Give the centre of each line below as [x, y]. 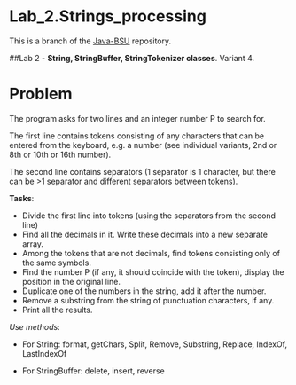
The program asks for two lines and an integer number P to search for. [137, 118]
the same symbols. [56, 263]
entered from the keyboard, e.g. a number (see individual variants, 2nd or [143, 145]
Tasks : [22, 198]
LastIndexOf [44, 353]
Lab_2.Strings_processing [108, 16]
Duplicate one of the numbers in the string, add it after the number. [144, 291]
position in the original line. [71, 281]
